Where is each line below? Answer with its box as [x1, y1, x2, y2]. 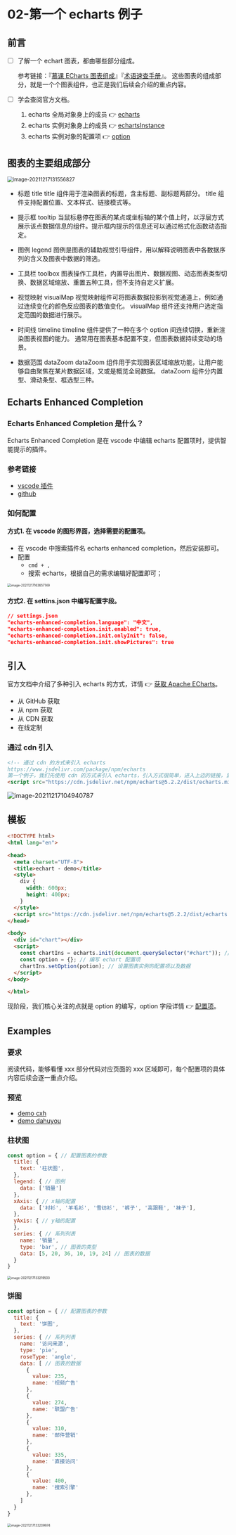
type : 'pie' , [20, 1347, 58, 1354]
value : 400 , [32, 1477, 68, 1484]
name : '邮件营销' [32, 1432, 79, 1439]
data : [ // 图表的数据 [20, 1360, 81, 1367]
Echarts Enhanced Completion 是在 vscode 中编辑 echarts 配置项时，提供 [7, 436, 221, 444]
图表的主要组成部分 [7, 157, 91, 169]
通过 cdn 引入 [7, 743, 53, 752]
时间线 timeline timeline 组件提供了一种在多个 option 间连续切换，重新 [17, 325, 220, 334]
